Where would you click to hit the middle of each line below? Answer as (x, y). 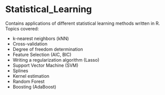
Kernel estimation (31, 76)
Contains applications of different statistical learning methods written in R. (83, 23)
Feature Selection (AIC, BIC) (42, 55)
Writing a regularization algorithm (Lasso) (56, 60)
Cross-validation (30, 43)
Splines (20, 70)
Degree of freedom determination (48, 49)
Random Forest (28, 81)
